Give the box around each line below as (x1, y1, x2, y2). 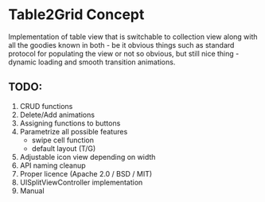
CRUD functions (19, 101, 73, 111)
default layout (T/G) (31, 143, 96, 153)
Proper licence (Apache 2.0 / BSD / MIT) (19, 169, 153, 178)
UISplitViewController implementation (19, 177, 143, 187)
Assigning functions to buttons (19, 118, 121, 128)
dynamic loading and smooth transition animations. (8, 57, 176, 67)
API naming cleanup (19, 161, 86, 170)
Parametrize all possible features (19, 126, 128, 136)
